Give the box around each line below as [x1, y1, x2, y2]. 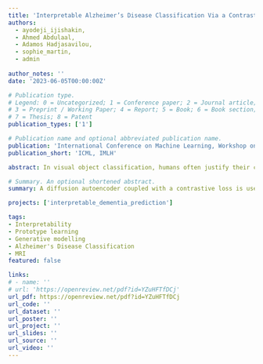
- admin [15, 56, 41, 64]
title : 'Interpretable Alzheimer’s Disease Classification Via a [8, 11, 225, 20]
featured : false [8, 257, 61, 265]
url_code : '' [8, 300, 51, 308]
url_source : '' [8, 337, 58, 345]
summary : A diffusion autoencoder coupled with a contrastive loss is [8, 185, 243, 193]
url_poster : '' [8, 315, 58, 322]
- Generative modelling [8, 235, 86, 243]
